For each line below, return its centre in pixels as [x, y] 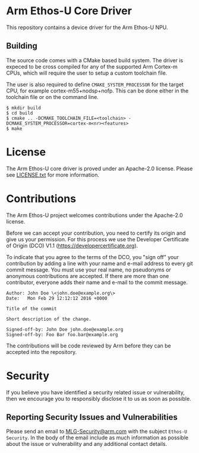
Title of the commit [32, 309]
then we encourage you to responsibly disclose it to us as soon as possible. [99, 398]
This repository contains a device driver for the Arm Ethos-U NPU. [87, 27]
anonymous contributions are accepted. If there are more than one [88, 276]
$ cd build [20, 113]
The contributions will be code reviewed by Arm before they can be [89, 346]
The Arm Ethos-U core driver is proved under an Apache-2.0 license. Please [99, 168]
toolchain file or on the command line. [53, 97]
